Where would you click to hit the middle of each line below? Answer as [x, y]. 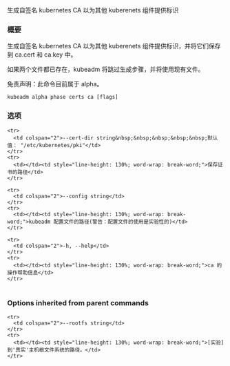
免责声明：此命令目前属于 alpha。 [55, 84]
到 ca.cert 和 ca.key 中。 [42, 55]
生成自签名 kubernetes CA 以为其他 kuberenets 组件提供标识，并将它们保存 [114, 46]
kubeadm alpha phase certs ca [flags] [63, 97]
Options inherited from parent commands [78, 302]
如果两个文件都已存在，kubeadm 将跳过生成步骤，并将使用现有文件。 [106, 69]
